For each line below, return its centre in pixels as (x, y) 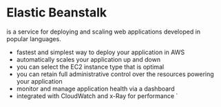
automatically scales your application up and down (88, 59)
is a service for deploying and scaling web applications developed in (104, 32)
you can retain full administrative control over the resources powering (115, 74)
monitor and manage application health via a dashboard (95, 88)
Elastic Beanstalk (57, 13)
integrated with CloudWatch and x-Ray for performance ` (97, 96)
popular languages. (34, 38)
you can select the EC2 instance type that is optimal (90, 67)
